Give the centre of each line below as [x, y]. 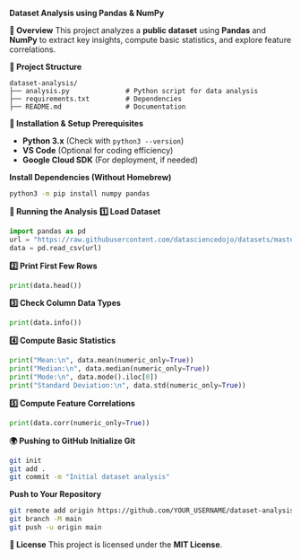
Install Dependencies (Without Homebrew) [90, 177]
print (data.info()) [46, 323]
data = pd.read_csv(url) [56, 248]
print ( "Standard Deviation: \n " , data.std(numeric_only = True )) [128, 385]
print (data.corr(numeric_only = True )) [80, 423]
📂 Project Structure [46, 67]
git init [26, 460]
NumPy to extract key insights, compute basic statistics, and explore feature [150, 40]
